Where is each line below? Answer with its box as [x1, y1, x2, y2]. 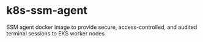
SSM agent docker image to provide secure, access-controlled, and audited [6, 23, 197, 31]
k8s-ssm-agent [6, 4, 87, 17]
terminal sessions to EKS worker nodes [6, 29, 105, 37]
